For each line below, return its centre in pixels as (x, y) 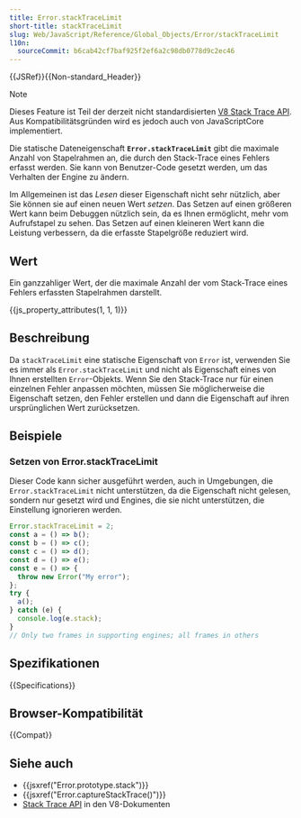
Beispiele (36, 436)
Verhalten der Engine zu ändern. (69, 177)
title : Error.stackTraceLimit (66, 18)
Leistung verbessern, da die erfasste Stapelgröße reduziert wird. (129, 233)
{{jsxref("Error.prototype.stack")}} (85, 786)
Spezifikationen (55, 663)
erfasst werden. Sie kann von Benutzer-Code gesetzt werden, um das (138, 168)
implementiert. (36, 131)
